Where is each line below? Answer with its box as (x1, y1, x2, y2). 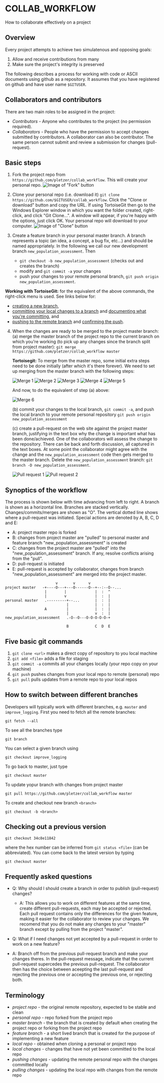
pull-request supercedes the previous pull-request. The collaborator (12, 961, 150, 967)
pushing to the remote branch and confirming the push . (12, 319, 124, 325)
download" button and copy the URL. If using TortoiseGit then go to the (12, 202, 156, 208)
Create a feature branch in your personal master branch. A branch (12, 232, 146, 239)
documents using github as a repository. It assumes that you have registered (5, 76, 160, 82)
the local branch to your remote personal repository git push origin (12, 412, 151, 417)
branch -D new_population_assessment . (12, 462, 91, 468)
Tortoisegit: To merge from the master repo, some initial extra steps (12, 358, 150, 364)
